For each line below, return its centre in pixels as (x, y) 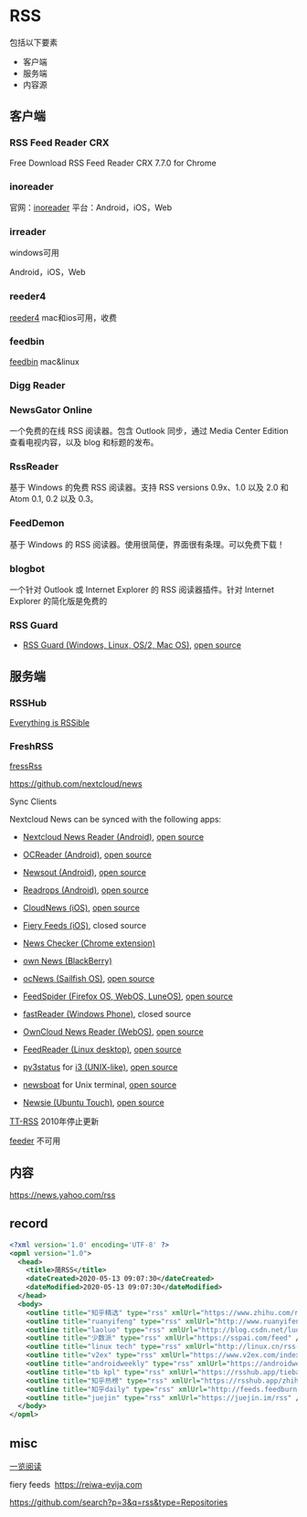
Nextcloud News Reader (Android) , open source (113, 837)
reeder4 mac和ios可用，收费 (63, 317)
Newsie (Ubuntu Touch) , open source (93, 1103)
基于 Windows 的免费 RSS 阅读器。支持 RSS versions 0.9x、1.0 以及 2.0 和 (149, 488)
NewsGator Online (51, 409)
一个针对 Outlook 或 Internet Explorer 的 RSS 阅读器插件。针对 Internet (142, 589)
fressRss (26, 766)
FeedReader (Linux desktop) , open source (102, 1050)
